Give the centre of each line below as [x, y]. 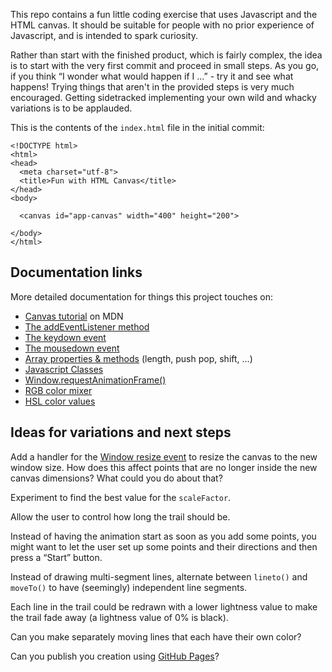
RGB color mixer [58, 390]
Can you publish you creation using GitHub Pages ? [115, 656]
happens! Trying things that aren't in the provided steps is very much [152, 87]
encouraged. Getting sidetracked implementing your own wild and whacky [163, 97]
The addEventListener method [87, 326]
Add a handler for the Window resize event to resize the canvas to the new [164, 456]
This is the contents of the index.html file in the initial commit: [137, 127]
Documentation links [76, 272]
